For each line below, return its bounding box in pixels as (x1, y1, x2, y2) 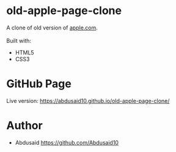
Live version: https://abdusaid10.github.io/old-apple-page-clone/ (6, 97, 170, 104)
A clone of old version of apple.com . (6, 24, 98, 31)
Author (6, 119, 43, 132)
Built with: (6, 37, 32, 44)
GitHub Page (6, 77, 71, 91)
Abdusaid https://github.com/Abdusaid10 (15, 139, 119, 146)
